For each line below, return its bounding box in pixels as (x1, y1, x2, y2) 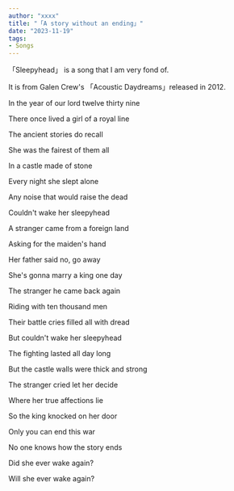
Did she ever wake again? (8, 458, 94, 468)
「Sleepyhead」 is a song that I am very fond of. (8, 65, 169, 75)
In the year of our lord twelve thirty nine (8, 99, 140, 108)
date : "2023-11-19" (8, 27, 74, 35)
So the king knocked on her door (8, 411, 118, 421)
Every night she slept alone (8, 177, 99, 187)
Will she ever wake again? (8, 474, 95, 484)
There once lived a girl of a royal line (8, 114, 130, 124)
